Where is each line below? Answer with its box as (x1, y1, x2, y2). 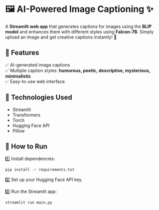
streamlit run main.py (5, 200, 52, 205)
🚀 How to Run (5, 142, 48, 150)
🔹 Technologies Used (5, 93, 72, 102)
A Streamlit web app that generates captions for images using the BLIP (5, 23, 152, 29)
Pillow (12, 127, 25, 133)
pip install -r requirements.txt (5, 167, 75, 172)
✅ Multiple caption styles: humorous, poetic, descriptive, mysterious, (5, 67, 151, 73)
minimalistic (5, 73, 31, 79)
